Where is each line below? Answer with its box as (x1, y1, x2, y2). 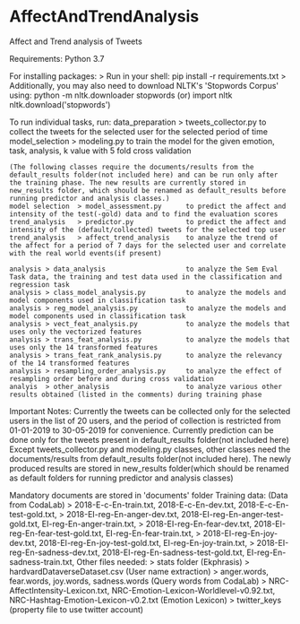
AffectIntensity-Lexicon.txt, (9, 585, 110, 595)
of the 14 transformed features (9, 359, 130, 368)
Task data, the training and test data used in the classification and (9, 272, 282, 282)
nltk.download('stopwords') (9, 99, 111, 109)
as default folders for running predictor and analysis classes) (9, 472, 235, 483)
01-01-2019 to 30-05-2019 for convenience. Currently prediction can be (9, 424, 275, 436)
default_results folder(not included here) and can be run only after (9, 170, 279, 179)
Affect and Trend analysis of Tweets (9, 36, 143, 47)
